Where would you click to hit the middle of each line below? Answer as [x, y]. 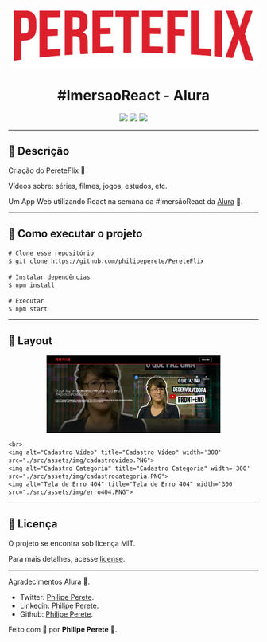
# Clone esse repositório [51, 253]
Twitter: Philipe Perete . [57, 597]
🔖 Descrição [39, 151]
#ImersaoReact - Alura [133, 96]
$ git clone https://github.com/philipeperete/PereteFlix [106, 261]
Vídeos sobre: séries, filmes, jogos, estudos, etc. [88, 186]
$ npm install [32, 285]
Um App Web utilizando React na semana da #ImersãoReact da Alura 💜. [126, 201]
